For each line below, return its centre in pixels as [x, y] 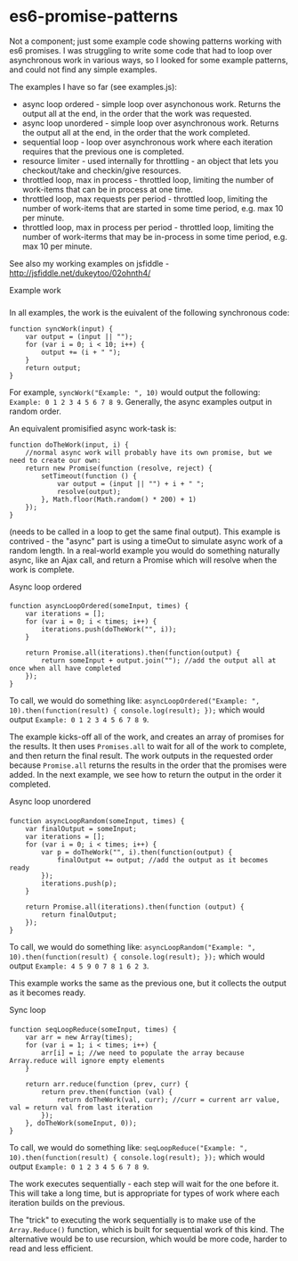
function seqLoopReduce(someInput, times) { [93, 1029]
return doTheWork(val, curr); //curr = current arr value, [168, 1100]
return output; [53, 367]
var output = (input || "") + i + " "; [130, 483]
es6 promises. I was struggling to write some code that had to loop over [141, 50]
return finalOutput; [79, 915]
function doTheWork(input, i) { [69, 445]
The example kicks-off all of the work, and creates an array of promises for [147, 737]
